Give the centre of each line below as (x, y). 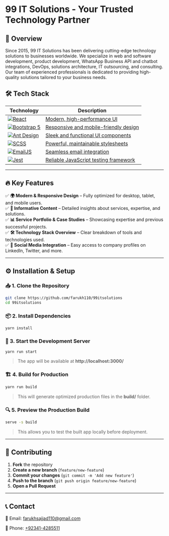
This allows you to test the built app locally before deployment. (82, 432)
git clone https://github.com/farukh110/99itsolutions (64, 298)
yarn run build (21, 387)
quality (12, 77)
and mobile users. (24, 203)
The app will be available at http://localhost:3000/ (71, 361)
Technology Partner (48, 20)
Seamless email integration (77, 151)
